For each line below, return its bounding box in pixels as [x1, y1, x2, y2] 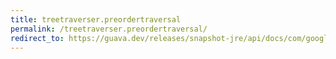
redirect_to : [10, 33, 65, 43]
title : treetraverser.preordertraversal [10, 14, 182, 25]
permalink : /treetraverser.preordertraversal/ [10, 24, 208, 34]
